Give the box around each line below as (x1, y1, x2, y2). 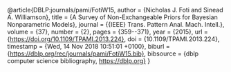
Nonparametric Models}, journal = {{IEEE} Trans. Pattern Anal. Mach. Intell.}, (7, 21, 225, 28)
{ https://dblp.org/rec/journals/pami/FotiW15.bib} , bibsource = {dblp (7, 49, 199, 58)
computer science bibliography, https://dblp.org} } (7, 57, 151, 64)
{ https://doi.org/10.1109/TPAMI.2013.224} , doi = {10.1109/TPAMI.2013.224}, (7, 35, 220, 43)
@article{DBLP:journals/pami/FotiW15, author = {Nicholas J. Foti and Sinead (7, 6, 223, 14)
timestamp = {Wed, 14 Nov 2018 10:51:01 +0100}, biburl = (7, 43, 171, 50)
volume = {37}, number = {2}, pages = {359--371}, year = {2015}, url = (7, 27, 209, 36)
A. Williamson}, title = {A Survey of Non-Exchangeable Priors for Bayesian (7, 13, 218, 21)
